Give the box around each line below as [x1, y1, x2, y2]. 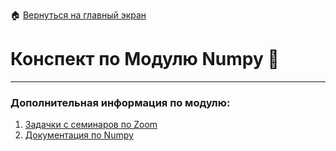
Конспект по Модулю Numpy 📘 [10, 48, 280, 71]
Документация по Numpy [24, 129, 134, 141]
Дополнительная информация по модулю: [10, 95, 231, 109]
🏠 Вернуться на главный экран [10, 9, 147, 21]
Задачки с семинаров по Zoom [24, 119, 158, 131]
